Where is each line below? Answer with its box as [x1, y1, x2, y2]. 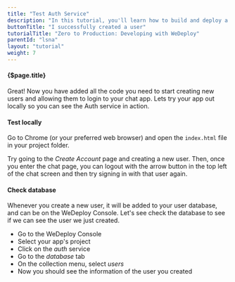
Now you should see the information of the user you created [17, 267, 193, 276]
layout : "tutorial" [7, 43, 65, 50]
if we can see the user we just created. [7, 216, 120, 225]
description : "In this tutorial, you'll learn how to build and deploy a [7, 17, 229, 24]
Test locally [7, 117, 42, 127]
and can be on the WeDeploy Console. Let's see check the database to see [7, 209, 226, 217]
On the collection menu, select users [17, 259, 125, 268]
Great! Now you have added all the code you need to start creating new [7, 87, 215, 96]
